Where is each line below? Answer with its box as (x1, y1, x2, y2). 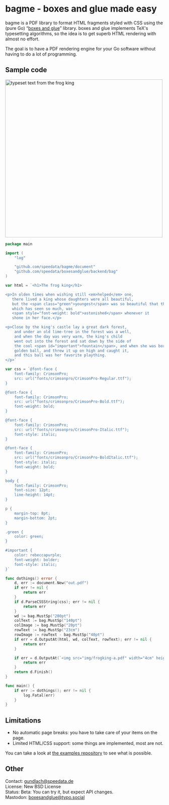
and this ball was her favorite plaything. (14, 353, 107, 358)
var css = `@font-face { (5, 367, 57, 372)
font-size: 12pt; (14, 488, 51, 493)
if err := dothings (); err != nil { (14, 688, 92, 693)
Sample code (5, 66, 47, 74)
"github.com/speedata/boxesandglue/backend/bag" (14, 269, 118, 274)
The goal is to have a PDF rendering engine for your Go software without (5, 45, 156, 52)
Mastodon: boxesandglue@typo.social (5, 794, 85, 800)
